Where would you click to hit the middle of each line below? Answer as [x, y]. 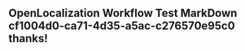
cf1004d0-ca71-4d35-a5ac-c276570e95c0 [122, 26]
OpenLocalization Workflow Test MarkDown [123, 13]
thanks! [28, 38]
